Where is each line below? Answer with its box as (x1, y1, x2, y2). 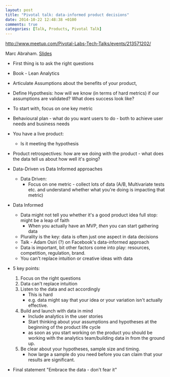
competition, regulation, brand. (20, 250, 86, 256)
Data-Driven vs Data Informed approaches (12, 166, 103, 172)
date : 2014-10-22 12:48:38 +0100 (5, 17, 77, 22)
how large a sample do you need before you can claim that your (28, 351, 163, 358)
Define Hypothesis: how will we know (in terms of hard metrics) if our (12, 90, 159, 96)
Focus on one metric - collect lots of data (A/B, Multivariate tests (28, 181, 165, 187)
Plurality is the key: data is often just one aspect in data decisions (20, 234, 159, 240)
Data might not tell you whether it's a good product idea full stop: (20, 212, 158, 218)
